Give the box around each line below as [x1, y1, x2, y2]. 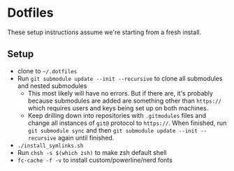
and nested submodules [17, 82, 87, 90]
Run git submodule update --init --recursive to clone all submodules [17, 74, 223, 82]
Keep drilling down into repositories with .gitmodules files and [27, 111, 207, 119]
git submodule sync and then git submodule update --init [27, 126, 198, 134]
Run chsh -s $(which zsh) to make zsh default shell [17, 148, 167, 156]
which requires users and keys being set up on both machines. [27, 103, 209, 112]
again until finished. [57, 133, 115, 142]
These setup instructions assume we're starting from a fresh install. [7, 28, 201, 36]
